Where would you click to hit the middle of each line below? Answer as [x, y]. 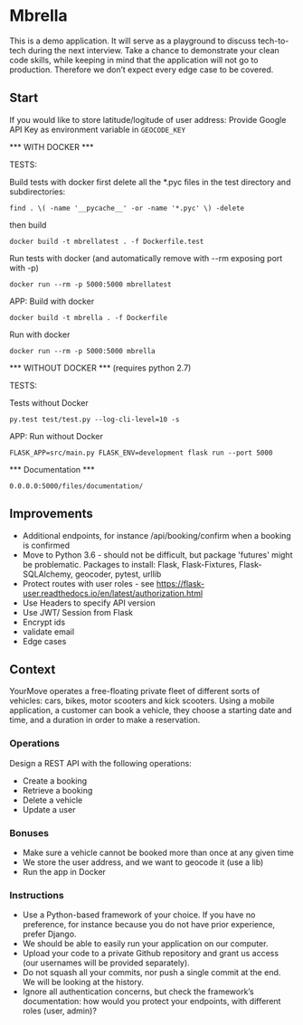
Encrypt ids [44, 622]
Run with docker [40, 334]
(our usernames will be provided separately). [106, 963]
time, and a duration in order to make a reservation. [105, 720]
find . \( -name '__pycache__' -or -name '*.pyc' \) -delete [127, 208]
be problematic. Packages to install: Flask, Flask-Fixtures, [130, 564]
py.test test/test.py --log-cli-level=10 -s [95, 419]
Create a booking [55, 781]
